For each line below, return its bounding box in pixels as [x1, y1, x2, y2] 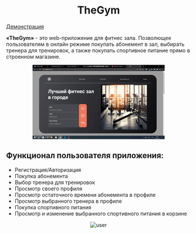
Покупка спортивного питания [14, 203, 92, 210]
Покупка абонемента [14, 172, 69, 179]
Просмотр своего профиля [14, 185, 83, 192]
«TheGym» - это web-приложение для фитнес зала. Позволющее [6, 34, 171, 41]
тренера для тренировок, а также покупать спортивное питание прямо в [6, 46, 191, 54]
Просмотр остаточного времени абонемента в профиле [14, 191, 156, 198]
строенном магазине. [6, 53, 60, 60]
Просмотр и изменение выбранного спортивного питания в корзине [14, 210, 187, 217]
